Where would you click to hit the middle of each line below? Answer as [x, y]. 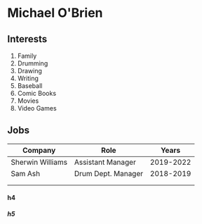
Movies [28, 101]
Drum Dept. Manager [109, 173]
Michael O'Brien [55, 13]
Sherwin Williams [39, 162]
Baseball [30, 86]
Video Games [37, 108]
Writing [28, 78]
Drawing [29, 71]
